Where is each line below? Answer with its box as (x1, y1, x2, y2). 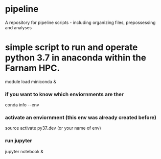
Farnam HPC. (5, 62, 60, 74)
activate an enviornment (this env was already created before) (5, 114, 157, 121)
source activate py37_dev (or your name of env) (5, 125, 101, 131)
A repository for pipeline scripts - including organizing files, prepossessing (5, 20, 156, 25)
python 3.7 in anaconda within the (5, 52, 146, 63)
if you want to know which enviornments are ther (5, 91, 124, 98)
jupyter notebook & (5, 148, 44, 154)
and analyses (5, 24, 32, 30)
